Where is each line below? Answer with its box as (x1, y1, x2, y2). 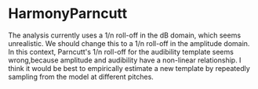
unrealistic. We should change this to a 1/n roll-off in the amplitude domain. (8, 38, 250, 48)
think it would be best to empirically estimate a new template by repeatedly (8, 63, 251, 73)
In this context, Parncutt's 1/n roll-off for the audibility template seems (8, 47, 234, 56)
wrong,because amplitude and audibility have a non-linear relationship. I (8, 55, 242, 65)
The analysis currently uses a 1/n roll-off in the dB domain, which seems (8, 30, 242, 40)
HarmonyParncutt (8, 5, 128, 23)
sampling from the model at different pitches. (8, 72, 154, 81)
